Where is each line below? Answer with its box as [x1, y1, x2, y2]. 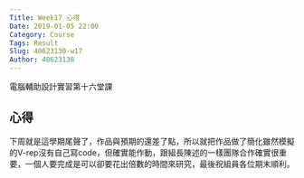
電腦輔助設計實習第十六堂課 [9, 81, 113, 91]
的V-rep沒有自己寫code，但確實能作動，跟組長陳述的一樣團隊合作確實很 [9, 146, 280, 158]
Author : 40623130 [9, 55, 75, 64]
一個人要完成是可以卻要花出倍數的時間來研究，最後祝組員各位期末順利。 [24, 158, 295, 169]
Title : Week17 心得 [9, 13, 81, 23]
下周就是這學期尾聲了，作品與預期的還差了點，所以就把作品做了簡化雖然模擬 [9, 136, 295, 146]
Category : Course [9, 30, 75, 39]
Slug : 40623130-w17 [9, 47, 83, 56]
